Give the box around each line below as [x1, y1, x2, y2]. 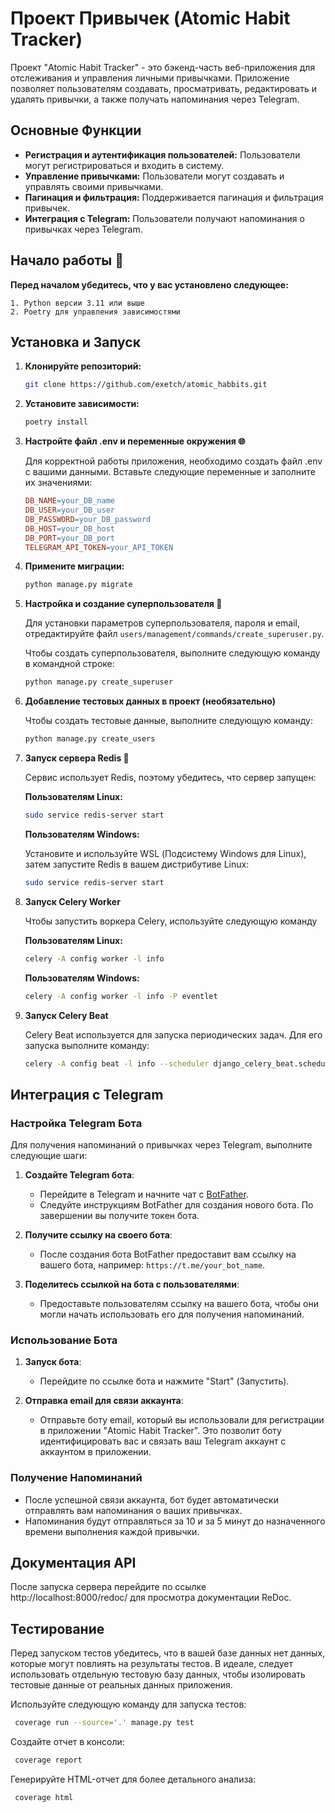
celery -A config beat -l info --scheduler [24, 1058, 210, 1069]
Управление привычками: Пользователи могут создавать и [24, 170, 285, 182]
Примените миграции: [24, 560, 125, 572]
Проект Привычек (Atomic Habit [10, 7, 291, 30]
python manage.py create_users [24, 734, 156, 744]
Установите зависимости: [24, 398, 140, 410]
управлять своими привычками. [24, 180, 164, 192]
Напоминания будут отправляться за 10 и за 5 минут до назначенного [24, 1515, 326, 1527]
